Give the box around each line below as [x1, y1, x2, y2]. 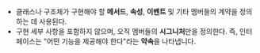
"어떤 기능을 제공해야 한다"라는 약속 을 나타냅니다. [43, 36, 197, 46]
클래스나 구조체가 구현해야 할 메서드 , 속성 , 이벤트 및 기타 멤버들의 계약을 [15, 7, 238, 16]
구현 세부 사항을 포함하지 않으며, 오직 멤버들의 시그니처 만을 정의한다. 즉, [15, 27, 238, 36]
